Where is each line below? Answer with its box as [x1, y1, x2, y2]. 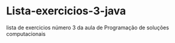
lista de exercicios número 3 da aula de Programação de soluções [6, 24, 170, 31]
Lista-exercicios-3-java [6, 4, 126, 18]
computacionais [6, 30, 46, 37]
